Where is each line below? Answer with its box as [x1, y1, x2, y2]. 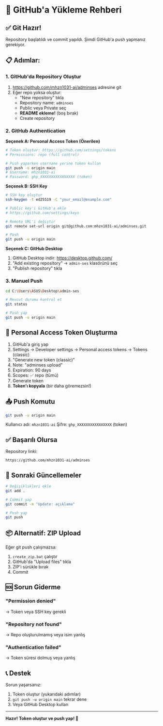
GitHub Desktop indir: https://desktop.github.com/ [12, 255, 113, 261]
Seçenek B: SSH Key [5, 183, 47, 189]
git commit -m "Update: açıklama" [5, 501, 75, 506]
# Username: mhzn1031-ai [5, 170, 56, 175]
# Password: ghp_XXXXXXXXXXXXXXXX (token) [5, 175, 92, 179]
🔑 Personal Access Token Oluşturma [5, 328, 118, 337]
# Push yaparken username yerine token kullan [5, 161, 101, 166]
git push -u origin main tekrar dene [12, 696, 87, 702]
